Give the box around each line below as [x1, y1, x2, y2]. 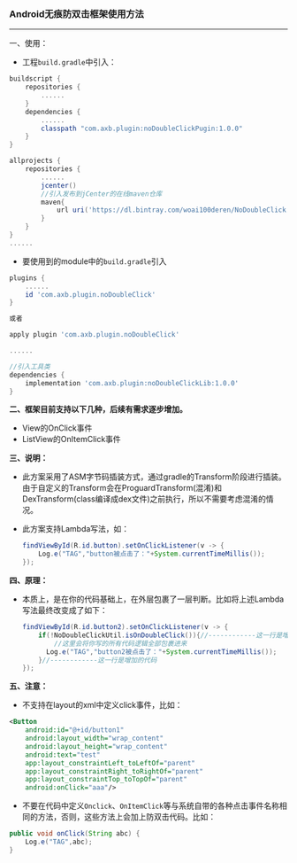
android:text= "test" [25, 750, 101, 759]
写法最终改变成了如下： [21, 605, 108, 616]
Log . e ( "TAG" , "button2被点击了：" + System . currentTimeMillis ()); [45, 647, 278, 657]
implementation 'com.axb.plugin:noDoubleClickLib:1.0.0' [25, 378, 240, 387]
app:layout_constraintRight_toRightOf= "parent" [25, 766, 203, 776]
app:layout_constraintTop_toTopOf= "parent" [25, 775, 188, 784]
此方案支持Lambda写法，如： [21, 524, 130, 534]
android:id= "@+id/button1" [25, 726, 125, 735]
